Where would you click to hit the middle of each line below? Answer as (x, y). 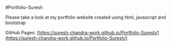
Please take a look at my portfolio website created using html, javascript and (86, 17)
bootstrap (16, 23)
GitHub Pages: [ (22, 32)
